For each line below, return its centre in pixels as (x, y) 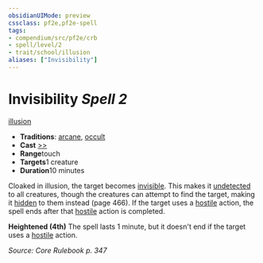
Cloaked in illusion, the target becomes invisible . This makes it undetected (130, 186)
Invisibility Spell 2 (68, 99)
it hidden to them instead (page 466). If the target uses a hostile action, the (131, 203)
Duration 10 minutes (52, 170)
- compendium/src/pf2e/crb (53, 38)
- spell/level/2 (35, 45)
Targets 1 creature (49, 162)
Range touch (40, 153)
